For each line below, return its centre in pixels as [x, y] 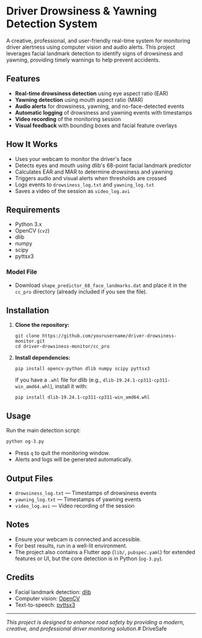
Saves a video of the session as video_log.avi [72, 191]
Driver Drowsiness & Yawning [82, 11]
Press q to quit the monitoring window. [62, 453]
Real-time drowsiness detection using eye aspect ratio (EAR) [91, 93]
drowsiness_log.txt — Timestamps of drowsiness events [86, 493]
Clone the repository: [42, 325]
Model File [22, 272]
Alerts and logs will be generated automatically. [74, 460]
